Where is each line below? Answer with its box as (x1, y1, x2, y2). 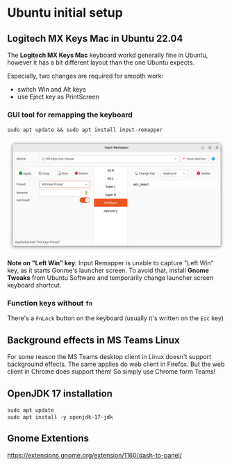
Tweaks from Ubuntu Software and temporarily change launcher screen (7, 274, 214, 282)
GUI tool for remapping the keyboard (7, 110, 133, 119)
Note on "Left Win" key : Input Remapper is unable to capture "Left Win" (7, 259, 214, 267)
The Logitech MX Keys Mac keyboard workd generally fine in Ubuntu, (7, 51, 208, 59)
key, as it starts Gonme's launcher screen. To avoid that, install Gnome (7, 266, 210, 275)
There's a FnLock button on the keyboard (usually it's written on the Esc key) (7, 314, 224, 322)
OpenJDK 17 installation (7, 388, 113, 399)
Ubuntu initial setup (7, 5, 123, 21)
